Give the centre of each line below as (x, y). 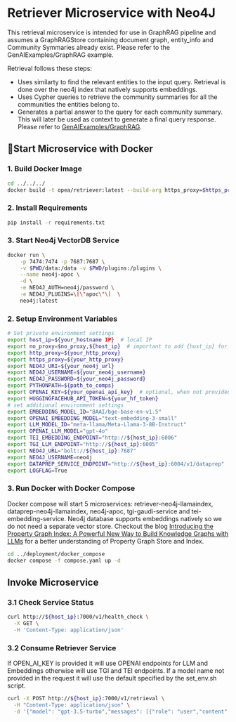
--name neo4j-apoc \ (50, 275)
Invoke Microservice (53, 582)
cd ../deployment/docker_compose (56, 554)
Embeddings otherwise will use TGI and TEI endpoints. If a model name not (116, 671)
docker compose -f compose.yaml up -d (64, 560)
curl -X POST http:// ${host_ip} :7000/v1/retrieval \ (86, 699)
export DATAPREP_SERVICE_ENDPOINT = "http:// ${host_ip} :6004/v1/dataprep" (116, 464)
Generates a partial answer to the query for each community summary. (120, 112)
